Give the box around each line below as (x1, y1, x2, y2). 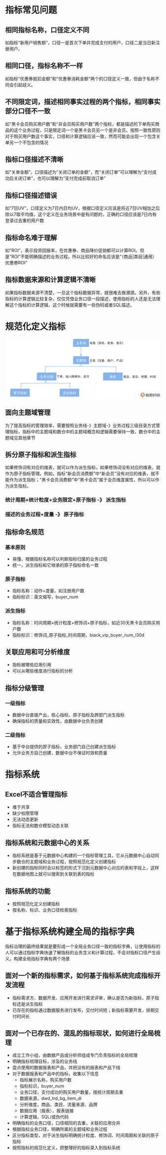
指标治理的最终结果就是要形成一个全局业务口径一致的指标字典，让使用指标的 (5, 943, 161, 949)
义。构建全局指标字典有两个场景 (5, 955, 70, 962)
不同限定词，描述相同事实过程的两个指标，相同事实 (5, 98, 161, 106)
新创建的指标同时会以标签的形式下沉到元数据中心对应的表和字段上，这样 (12, 865, 159, 871)
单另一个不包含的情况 (5, 139, 48, 145)
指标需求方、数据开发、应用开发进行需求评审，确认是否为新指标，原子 (12, 995, 155, 1001)
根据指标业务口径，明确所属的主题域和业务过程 (12, 1126, 107, 1132)
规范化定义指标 (5, 321, 66, 332)
